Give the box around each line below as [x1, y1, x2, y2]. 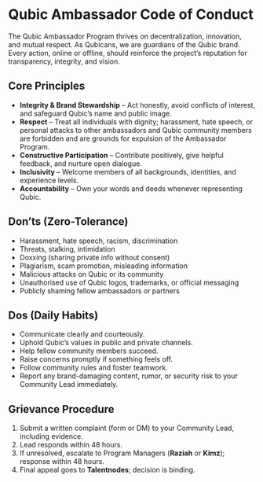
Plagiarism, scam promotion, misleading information [19, 261, 188, 270]
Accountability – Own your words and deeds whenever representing [19, 183, 243, 193]
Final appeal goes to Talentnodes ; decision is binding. [19, 465, 195, 475]
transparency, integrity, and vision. [8, 57, 120, 66]
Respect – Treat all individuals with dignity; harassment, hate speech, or [19, 116, 254, 127]
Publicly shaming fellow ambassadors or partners [19, 285, 181, 296]
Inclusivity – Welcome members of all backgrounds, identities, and [19, 167, 237, 176]
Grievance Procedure [8, 403, 115, 416]
